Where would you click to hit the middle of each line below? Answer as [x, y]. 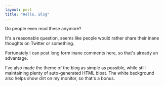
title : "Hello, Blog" [27, 14]
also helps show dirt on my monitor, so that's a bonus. [60, 78]
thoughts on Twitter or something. [40, 43]
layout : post [19, 10]
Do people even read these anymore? [43, 28]
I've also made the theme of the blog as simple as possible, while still [75, 68]
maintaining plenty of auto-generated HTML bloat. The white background [80, 73]
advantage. [17, 58]
